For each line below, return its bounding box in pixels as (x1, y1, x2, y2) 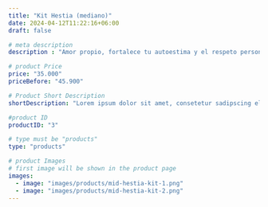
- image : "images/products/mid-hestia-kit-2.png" (15, 186, 183, 195)
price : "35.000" (8, 70, 62, 78)
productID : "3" (8, 121, 59, 129)
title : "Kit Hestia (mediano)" (8, 11, 112, 20)
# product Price (8, 63, 62, 71)
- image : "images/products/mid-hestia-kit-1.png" (15, 179, 183, 187)
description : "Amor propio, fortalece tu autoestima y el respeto (8, 49, 238, 57)
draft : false (8, 26, 52, 34)
